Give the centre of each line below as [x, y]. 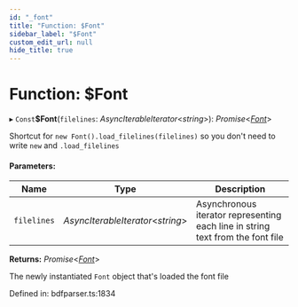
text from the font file [240, 238]
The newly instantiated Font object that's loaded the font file [119, 277]
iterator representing [239, 216]
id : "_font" [31, 17]
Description [240, 189]
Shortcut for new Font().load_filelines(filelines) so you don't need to [143, 136]
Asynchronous [227, 204]
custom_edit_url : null [51, 42]
